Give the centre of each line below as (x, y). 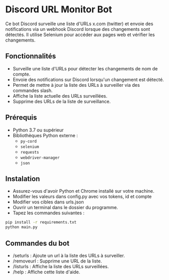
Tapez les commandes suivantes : (48, 213)
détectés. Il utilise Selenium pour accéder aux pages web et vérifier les (80, 34)
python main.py (22, 227)
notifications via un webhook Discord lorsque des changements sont (78, 29)
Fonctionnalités (31, 56)
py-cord (28, 141)
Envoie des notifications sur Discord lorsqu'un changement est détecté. (88, 79)
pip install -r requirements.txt (41, 222)
